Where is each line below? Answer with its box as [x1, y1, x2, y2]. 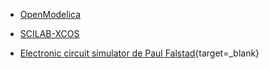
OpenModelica [19, 9, 82, 20]
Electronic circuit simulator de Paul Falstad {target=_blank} [19, 47, 260, 59]
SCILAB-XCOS [19, 28, 80, 39]
